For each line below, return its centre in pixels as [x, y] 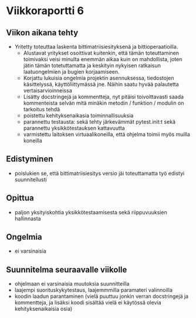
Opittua [20, 198]
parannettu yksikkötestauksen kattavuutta [74, 128]
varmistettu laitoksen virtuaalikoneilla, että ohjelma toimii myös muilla [107, 134]
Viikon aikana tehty [42, 33]
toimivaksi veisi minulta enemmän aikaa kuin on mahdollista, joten [103, 59]
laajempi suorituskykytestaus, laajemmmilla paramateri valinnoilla [94, 290]
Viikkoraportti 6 [45, 11]
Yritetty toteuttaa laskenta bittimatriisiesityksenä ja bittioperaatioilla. [96, 47]
